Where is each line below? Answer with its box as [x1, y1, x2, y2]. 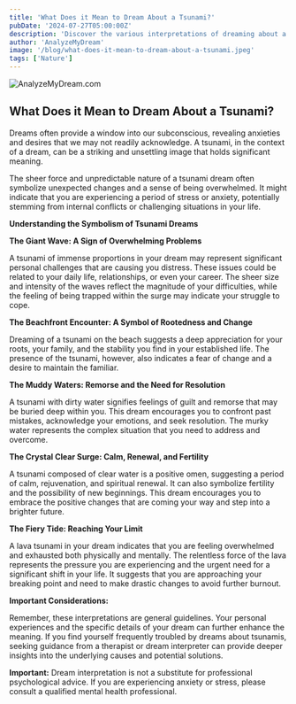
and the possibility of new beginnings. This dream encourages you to [9, 487, 262, 498]
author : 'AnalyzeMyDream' [9, 37, 104, 47]
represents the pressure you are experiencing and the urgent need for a [9, 559, 271, 569]
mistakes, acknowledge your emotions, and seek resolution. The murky [9, 415, 269, 426]
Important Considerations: [9, 595, 109, 606]
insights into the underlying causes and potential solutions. [9, 650, 224, 661]
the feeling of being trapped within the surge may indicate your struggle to [9, 290, 280, 301]
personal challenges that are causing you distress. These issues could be [9, 262, 277, 273]
